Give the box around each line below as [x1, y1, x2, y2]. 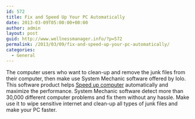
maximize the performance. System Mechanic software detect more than [6, 87, 184, 94]
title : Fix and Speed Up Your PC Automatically [6, 14, 125, 20]
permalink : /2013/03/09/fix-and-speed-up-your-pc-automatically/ [6, 42, 170, 48]
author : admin [6, 25, 41, 31]
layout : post [6, 31, 38, 37]
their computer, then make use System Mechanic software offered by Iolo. [6, 75, 186, 82]
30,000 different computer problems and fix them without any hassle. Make [6, 94, 190, 101]
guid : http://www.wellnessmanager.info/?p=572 [6, 36, 123, 42]
